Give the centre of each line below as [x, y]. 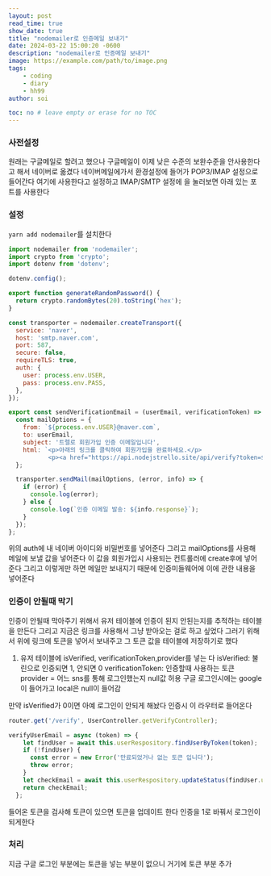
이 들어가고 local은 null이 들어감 [70, 688]
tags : [17, 69]
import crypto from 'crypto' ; [59, 257]
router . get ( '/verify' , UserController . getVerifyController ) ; [113, 720]
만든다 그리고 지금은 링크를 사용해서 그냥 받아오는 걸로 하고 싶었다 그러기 [131, 631]
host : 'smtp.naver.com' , [57, 338]
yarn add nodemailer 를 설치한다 [60, 234]
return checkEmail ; [56, 787]
